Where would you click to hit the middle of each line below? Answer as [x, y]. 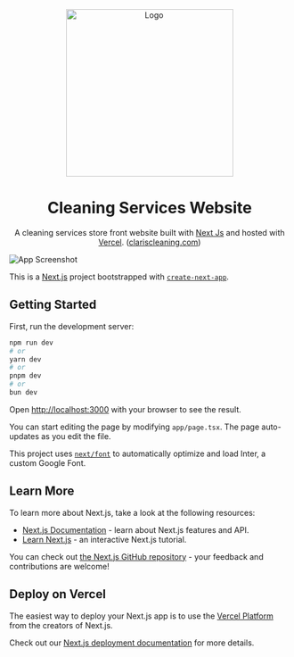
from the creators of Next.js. [61, 625]
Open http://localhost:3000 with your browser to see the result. [126, 409]
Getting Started [53, 305]
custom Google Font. [48, 462]
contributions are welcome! [59, 566]
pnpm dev [25, 376]
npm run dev [31, 343]
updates [24, 436]
